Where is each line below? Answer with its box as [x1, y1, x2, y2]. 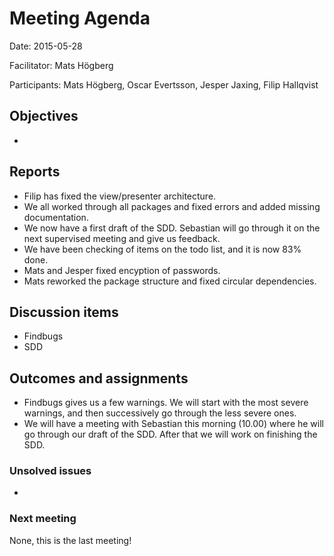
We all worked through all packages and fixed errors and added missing [23, 200, 321, 212]
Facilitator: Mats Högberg [9, 59, 114, 71]
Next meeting [9, 512, 77, 526]
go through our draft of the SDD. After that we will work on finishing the [23, 428, 318, 441]
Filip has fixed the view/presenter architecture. [23, 190, 217, 202]
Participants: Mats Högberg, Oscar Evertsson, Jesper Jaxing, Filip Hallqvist [9, 78, 319, 91]
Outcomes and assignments [9, 370, 189, 387]
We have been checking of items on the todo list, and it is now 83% [23, 243, 302, 255]
